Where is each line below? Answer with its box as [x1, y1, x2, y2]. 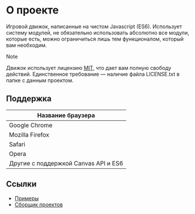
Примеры [14, 195, 39, 202]
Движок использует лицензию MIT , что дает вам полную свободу [6, 64, 172, 71]
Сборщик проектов [14, 201, 63, 208]
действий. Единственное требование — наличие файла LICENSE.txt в [6, 70, 180, 77]
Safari [9, 140, 25, 148]
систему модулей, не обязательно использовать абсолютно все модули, [6, 29, 189, 36]
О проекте [6, 4, 59, 17]
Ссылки [6, 179, 37, 189]
